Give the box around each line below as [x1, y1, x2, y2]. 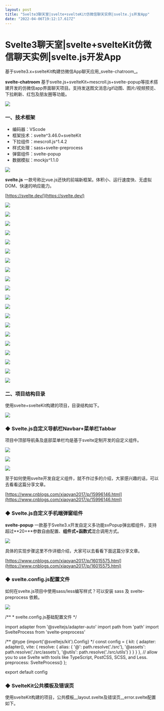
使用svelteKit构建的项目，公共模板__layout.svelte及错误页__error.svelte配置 [5, 694, 156, 700]
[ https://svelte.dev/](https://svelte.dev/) [5, 192, 85, 198]
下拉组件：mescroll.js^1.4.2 [12, 138, 68, 144]
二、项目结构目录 [5, 390, 46, 397]
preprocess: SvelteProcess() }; [5, 659, 67, 665]
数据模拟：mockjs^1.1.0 [12, 157, 59, 163]
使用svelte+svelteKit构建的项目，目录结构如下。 [5, 402, 102, 408]
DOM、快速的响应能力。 [5, 183, 54, 188]
